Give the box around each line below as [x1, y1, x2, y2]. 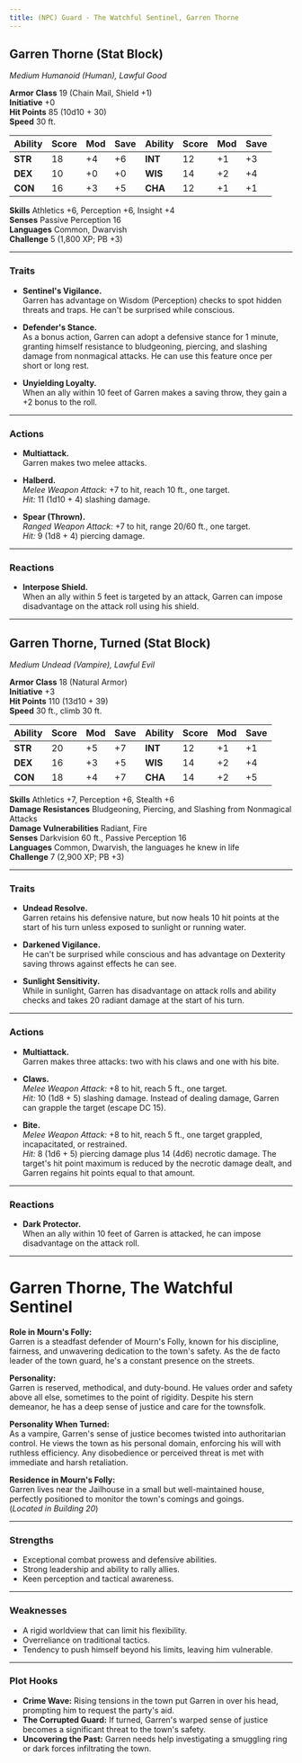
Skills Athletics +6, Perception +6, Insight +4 [9, 205, 175, 216]
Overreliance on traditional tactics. [22, 1634, 150, 1645]
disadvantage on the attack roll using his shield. [22, 601, 200, 612]
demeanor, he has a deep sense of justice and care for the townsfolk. [9, 1401, 267, 1412]
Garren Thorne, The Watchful [9, 1278, 234, 1298]
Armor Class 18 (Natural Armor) [9, 676, 128, 688]
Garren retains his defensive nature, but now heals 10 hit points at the [22, 912, 280, 923]
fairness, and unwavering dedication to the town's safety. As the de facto [9, 1346, 280, 1356]
